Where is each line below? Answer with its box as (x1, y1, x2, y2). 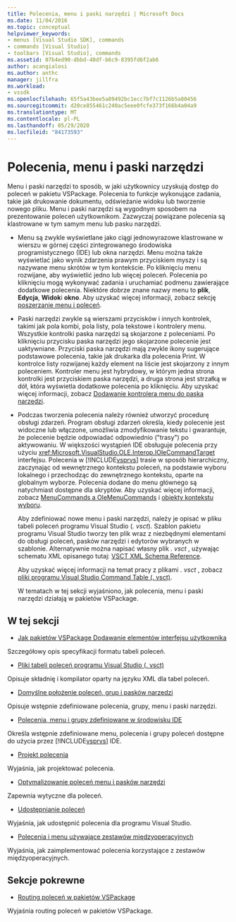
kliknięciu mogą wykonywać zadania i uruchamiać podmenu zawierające (17, 278, 229, 287)
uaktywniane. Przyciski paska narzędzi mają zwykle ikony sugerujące (17, 345, 220, 353)
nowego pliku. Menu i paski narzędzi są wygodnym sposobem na (7, 205, 197, 213)
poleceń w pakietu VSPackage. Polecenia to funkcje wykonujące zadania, (7, 190, 222, 198)
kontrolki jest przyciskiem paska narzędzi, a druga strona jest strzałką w (17, 375, 227, 383)
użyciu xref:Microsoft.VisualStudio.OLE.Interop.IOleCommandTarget (17, 448, 216, 457)
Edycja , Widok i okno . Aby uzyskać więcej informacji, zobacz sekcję (17, 294, 216, 302)
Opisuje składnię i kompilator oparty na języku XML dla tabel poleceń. (7, 675, 210, 683)
